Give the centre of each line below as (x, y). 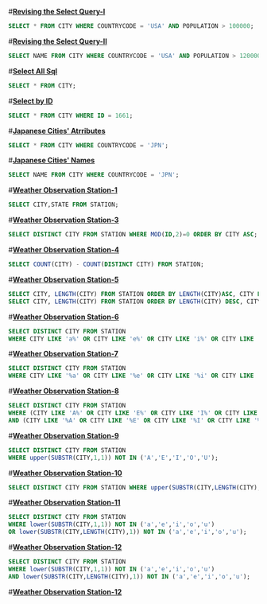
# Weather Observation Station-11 (64, 503)
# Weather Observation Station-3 (64, 220)
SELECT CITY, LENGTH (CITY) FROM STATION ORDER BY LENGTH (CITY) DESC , (126, 302)
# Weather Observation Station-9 (64, 435)
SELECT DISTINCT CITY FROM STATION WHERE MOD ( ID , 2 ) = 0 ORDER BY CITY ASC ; (133, 235)
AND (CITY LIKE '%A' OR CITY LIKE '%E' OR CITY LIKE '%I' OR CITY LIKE (129, 420)
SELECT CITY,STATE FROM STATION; (64, 205)
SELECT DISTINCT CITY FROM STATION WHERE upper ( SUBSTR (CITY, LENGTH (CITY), (135, 487)
